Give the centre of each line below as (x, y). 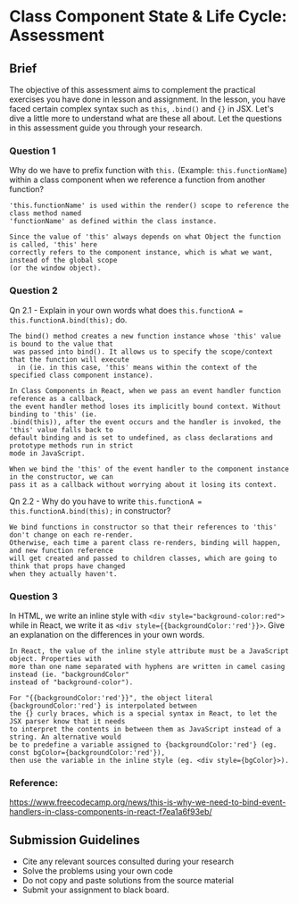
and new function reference (62, 550)
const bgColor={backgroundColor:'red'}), (87, 752)
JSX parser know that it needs (67, 721)
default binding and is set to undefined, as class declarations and (141, 438)
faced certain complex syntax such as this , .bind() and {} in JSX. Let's (141, 109)
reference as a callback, (57, 398)
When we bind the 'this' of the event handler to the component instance (149, 469)
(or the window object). (55, 268)
